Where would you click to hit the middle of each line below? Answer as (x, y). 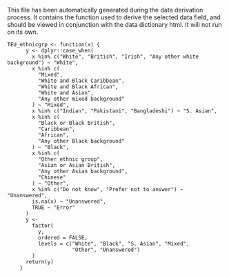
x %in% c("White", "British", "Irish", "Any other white (115, 57)
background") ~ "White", (43, 63)
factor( (43, 226)
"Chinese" (52, 177)
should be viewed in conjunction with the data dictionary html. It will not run (114, 24)
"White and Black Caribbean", (81, 81)
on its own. (23, 32)
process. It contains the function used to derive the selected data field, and (114, 17)
